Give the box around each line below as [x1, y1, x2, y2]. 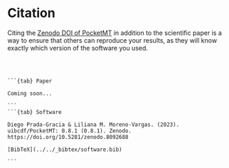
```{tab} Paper [7, 77, 53, 85]
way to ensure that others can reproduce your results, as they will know [7, 36, 218, 44]
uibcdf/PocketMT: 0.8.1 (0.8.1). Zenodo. [7, 127, 132, 135]
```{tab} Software [7, 108, 62, 115]
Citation [7, 5, 55, 21]
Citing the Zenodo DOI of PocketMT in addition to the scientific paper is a [7, 28, 222, 37]
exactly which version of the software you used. [7, 43, 148, 52]
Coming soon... [7, 90, 53, 97]
